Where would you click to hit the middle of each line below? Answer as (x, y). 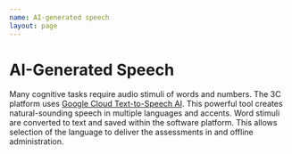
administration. (37, 142)
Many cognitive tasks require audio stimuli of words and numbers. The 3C (145, 94)
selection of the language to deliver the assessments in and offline (132, 132)
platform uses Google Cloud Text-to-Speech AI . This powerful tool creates (146, 104)
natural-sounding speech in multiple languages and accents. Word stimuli (145, 113)
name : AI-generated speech (59, 17)
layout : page (33, 26)
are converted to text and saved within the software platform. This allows (143, 123)
